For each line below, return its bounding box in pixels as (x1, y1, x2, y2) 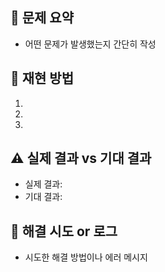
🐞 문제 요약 (10, 9, 75, 27)
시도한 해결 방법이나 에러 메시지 (24, 251, 148, 263)
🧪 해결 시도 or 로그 (10, 223, 118, 240)
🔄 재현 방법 (10, 70, 75, 87)
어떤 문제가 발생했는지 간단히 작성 (24, 38, 157, 50)
